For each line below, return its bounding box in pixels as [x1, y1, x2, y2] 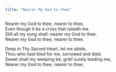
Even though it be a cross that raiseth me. [5, 25, 90, 32]
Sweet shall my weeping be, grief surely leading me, [5, 56, 112, 62]
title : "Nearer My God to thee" [5, 7, 72, 12]
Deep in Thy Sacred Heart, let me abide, [5, 46, 87, 51]
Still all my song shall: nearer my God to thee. [5, 31, 97, 37]
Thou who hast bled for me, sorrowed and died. [5, 51, 102, 57]
